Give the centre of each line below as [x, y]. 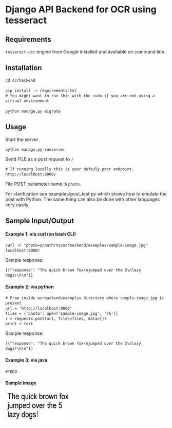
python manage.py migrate [33, 111]
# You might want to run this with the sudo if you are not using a [80, 96]
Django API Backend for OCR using [81, 10]
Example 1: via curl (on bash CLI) [41, 234]
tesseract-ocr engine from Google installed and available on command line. [85, 52]
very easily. [17, 205]
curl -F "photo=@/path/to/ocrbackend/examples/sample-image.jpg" [77, 245]
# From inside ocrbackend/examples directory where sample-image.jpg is [85, 298]
